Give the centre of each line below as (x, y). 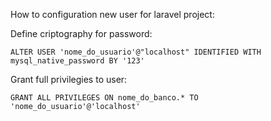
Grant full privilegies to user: (69, 79)
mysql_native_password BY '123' (77, 61)
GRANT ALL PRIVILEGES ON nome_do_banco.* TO (104, 98)
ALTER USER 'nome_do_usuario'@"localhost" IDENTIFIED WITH (136, 52)
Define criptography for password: (81, 33)
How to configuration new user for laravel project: (112, 14)
